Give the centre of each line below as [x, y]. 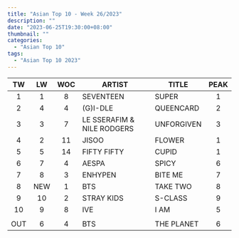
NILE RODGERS [108, 128]
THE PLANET [177, 224]
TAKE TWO [173, 186]
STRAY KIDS [103, 198]
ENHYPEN [99, 175]
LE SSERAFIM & [108, 120]
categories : [25, 41]
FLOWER [170, 140]
